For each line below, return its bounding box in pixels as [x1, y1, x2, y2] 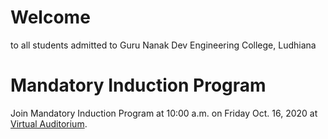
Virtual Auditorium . [10, 117, 88, 130]
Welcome [10, 6, 91, 29]
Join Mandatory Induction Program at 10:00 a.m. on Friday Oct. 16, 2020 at [10, 107, 318, 119]
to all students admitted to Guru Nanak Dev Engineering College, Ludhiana [10, 39, 317, 51]
